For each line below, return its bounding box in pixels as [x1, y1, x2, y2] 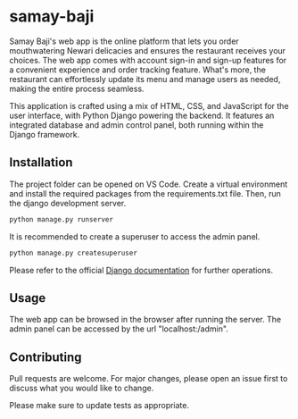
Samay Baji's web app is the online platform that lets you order [9, 36, 239, 46]
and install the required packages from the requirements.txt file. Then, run [9, 188, 281, 198]
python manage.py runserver [9, 214, 114, 224]
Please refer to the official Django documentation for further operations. [9, 264, 274, 275]
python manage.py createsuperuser [9, 248, 138, 257]
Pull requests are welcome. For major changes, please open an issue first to [9, 373, 288, 384]
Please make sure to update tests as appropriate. [9, 400, 190, 411]
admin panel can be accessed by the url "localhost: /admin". [9, 323, 229, 334]
